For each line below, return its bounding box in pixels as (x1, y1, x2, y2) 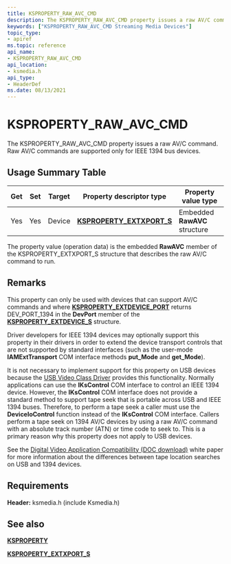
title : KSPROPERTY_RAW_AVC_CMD (7, 10, 97, 17)
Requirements (7, 480, 69, 492)
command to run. (7, 256, 56, 265)
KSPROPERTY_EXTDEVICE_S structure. (7, 317, 122, 325)
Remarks (7, 277, 47, 289)
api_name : (7, 49, 36, 56)
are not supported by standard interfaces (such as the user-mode (7, 345, 193, 354)
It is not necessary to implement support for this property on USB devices (7, 366, 217, 374)
